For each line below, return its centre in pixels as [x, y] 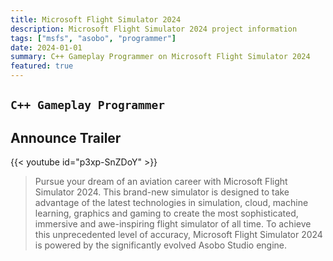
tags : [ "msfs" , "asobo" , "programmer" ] [93, 38]
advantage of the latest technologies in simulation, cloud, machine [171, 203]
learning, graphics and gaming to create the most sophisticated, [166, 213]
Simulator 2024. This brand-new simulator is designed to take [162, 192]
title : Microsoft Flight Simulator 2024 [96, 19]
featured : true [42, 66]
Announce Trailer [66, 137]
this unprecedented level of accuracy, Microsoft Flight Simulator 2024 [178, 235]
